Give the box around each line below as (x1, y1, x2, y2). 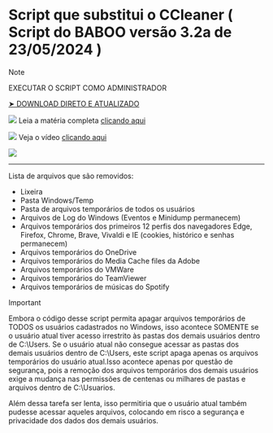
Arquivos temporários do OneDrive (19, 247, 137, 257)
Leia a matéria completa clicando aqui (18, 116, 146, 125)
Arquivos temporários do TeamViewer (19, 273, 147, 282)
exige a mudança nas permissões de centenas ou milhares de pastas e (8, 374, 246, 383)
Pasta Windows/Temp (19, 195, 94, 205)
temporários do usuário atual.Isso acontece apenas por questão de (8, 356, 233, 366)
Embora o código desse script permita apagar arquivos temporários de (8, 313, 246, 323)
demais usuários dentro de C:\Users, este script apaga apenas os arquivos (8, 348, 258, 357)
